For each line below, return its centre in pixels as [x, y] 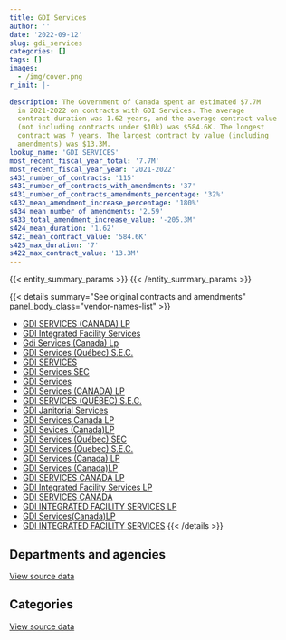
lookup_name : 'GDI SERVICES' [64, 152]
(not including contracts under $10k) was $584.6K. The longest [141, 128]
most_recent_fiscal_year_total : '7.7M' [85, 161]
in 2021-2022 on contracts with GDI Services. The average [131, 110]
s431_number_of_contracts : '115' [72, 177]
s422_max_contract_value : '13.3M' [75, 253]
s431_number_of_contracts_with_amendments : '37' [103, 186]
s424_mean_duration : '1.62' [62, 228]
